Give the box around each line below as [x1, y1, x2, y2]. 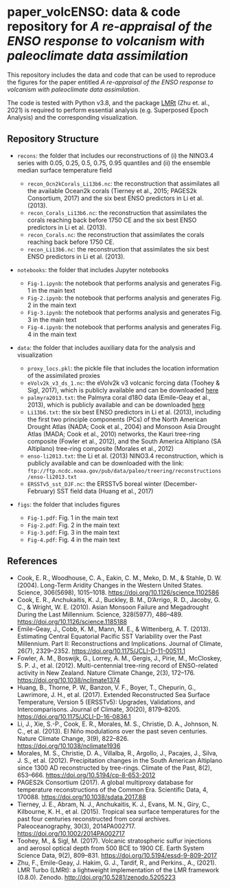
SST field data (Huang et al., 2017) [56, 487, 154, 495]
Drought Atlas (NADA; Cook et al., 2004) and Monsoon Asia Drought [27, 422, 221, 430]
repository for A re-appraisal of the [7, 19, 213, 34]
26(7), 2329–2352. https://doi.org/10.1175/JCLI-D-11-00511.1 [16, 647, 185, 655]
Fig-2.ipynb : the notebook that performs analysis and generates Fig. [27, 293, 222, 302]
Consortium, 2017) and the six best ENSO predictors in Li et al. [27, 194, 204, 202]
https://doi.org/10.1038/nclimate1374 [16, 676, 120, 684]
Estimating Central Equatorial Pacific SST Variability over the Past [16, 632, 203, 640]
